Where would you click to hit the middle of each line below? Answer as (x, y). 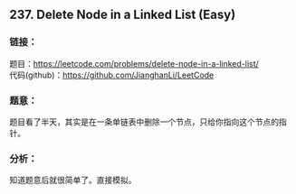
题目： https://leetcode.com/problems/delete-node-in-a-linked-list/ (134, 63)
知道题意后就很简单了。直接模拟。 (73, 180)
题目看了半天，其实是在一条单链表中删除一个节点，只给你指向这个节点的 (144, 122)
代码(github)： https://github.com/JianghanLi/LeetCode (112, 75)
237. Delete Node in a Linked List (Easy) (123, 15)
